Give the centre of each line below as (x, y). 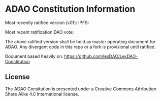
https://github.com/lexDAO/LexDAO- (101, 56)
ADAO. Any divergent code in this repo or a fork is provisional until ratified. (80, 47)
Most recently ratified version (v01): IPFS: (47, 23)
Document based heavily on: (34, 56)
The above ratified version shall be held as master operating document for (80, 41)
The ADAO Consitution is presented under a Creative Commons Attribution (81, 89)
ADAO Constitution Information (70, 9)
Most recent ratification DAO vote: (40, 32)
